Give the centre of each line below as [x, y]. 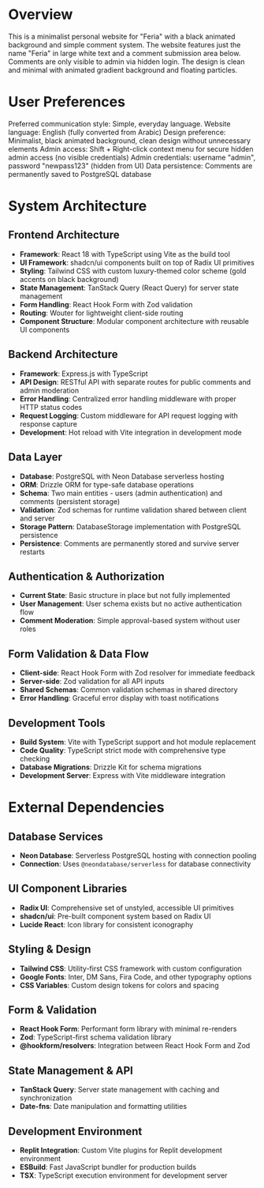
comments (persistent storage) [70, 501]
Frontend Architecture [64, 235]
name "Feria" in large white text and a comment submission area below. [125, 53]
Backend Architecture [63, 354]
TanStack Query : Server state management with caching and [119, 1090]
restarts [32, 551]
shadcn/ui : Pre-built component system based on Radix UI [115, 916]
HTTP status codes [51, 407]
